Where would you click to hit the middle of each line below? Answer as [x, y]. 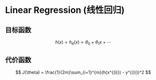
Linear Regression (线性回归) [65, 10]
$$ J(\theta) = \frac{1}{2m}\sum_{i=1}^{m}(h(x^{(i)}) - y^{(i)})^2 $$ [83, 72]
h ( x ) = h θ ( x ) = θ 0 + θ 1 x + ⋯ [83, 42]
